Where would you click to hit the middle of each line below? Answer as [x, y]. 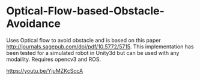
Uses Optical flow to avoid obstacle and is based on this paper [83, 40]
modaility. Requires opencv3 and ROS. [54, 59]
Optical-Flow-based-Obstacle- [86, 11]
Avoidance [34, 24]
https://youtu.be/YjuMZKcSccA [45, 70]
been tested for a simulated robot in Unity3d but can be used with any [93, 53]
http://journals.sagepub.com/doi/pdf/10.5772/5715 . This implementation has [100, 47]
